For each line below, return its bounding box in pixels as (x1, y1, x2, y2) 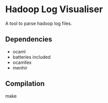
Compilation (5, 80, 45, 88)
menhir (12, 64, 28, 71)
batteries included (12, 54, 51, 60)
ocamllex (12, 59, 32, 65)
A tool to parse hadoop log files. (5, 20, 73, 26)
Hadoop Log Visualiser (5, 4, 103, 15)
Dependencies (5, 35, 52, 44)
